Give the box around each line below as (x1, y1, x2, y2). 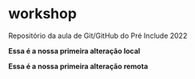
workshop (8, 5, 78, 23)
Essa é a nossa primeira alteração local (8, 46, 141, 55)
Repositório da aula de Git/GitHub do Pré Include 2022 (8, 31, 188, 40)
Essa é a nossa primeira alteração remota (8, 61, 149, 71)
